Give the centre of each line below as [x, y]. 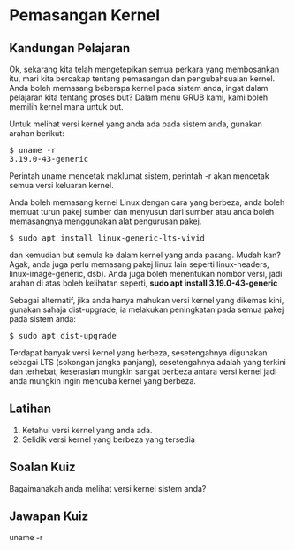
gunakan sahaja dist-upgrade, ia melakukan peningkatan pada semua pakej [147, 309]
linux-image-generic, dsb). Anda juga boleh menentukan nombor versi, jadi [146, 274]
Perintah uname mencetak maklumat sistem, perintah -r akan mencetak [139, 176]
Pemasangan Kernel [85, 15]
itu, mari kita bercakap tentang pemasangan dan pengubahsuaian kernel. [142, 79]
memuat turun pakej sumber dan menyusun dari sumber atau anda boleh [142, 212]
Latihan [30, 409]
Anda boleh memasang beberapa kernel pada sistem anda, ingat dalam [139, 88]
